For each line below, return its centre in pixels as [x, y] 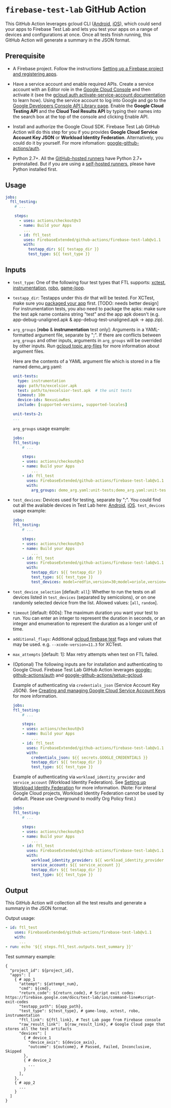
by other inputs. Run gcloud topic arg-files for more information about [86, 346]
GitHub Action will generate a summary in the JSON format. [68, 40]
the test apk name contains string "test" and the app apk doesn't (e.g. [86, 314]
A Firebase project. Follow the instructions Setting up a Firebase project [88, 68]
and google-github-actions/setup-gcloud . [100, 675]
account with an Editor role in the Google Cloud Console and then [81, 89]
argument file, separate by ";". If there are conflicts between [98, 335]
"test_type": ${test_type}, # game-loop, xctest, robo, [79, 1011]
